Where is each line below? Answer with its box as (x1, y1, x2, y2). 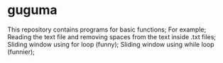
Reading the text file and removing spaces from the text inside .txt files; (7, 32, 217, 41)
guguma (7, 2, 58, 18)
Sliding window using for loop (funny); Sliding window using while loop (7, 40, 214, 48)
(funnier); (7, 48, 36, 56)
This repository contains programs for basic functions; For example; (7, 25, 207, 34)
